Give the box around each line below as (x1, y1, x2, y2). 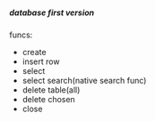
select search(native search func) (22, 75, 147, 85)
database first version (9, 7, 95, 18)
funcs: (9, 29, 33, 40)
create (22, 46, 47, 57)
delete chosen (22, 93, 76, 104)
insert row (22, 56, 60, 67)
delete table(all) (22, 85, 81, 95)
